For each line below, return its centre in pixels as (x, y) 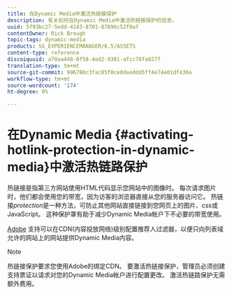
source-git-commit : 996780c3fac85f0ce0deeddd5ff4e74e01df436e (100, 72)
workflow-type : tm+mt (39, 79)
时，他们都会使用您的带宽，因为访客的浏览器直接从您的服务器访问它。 (108, 197)
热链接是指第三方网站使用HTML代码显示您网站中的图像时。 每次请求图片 (112, 188)
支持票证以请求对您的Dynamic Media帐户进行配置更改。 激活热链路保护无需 (116, 275)
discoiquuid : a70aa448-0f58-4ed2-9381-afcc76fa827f (84, 59)
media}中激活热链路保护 (78, 167)
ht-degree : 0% (28, 92)
